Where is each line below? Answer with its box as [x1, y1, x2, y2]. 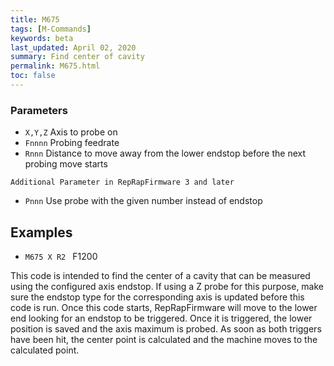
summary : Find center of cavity [10, 52, 145, 62]
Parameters [10, 103, 68, 117]
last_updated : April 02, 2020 [10, 42, 137, 53]
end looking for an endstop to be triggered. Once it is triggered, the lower [10, 312, 313, 324]
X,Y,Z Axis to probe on [24, 126, 118, 138]
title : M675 [10, 14, 60, 25]
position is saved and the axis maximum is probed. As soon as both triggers [10, 322, 322, 335]
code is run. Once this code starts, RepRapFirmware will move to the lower [10, 301, 318, 313]
